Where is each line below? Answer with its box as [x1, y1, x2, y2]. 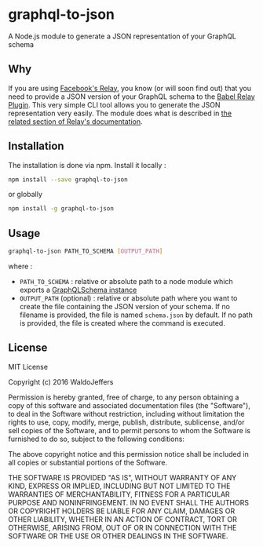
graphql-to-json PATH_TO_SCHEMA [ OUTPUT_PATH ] [8, 247, 163, 256]
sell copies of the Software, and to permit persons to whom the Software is [8, 425, 251, 435]
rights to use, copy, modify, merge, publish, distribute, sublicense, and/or [8, 418, 245, 427]
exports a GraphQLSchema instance [19, 285, 137, 294]
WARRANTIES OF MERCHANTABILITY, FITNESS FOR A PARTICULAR [8, 489, 230, 499]
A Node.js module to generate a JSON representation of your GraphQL [8, 31, 237, 41]
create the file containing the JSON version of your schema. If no [19, 302, 230, 311]
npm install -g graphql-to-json [8, 205, 114, 213]
